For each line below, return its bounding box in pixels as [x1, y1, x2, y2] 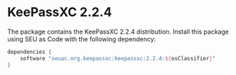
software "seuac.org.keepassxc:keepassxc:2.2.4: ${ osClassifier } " [20, 55, 216, 62]
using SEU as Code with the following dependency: [7, 34, 156, 43]
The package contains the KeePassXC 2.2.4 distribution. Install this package [7, 27, 229, 36]
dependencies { [7, 48, 52, 55]
